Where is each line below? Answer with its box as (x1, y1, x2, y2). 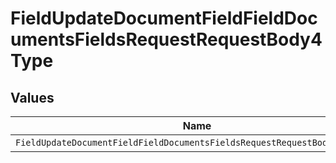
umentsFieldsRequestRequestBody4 (10, 28, 323, 51)
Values (10, 89, 55, 106)
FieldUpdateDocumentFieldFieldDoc (10, 7, 318, 30)
